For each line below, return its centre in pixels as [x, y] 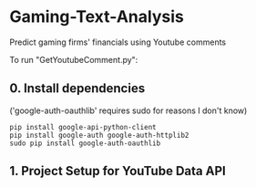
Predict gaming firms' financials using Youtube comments [118, 42]
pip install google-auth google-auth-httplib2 [99, 135]
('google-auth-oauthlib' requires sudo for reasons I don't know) [128, 110]
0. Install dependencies [77, 89]
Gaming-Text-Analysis [97, 17]
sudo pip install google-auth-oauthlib [85, 143]
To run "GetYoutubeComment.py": [74, 59]
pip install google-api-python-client [83, 127]
